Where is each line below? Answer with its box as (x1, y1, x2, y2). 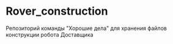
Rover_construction (6, 4, 108, 18)
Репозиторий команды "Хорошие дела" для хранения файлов (6, 24, 167, 32)
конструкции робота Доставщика (6, 31, 94, 38)
